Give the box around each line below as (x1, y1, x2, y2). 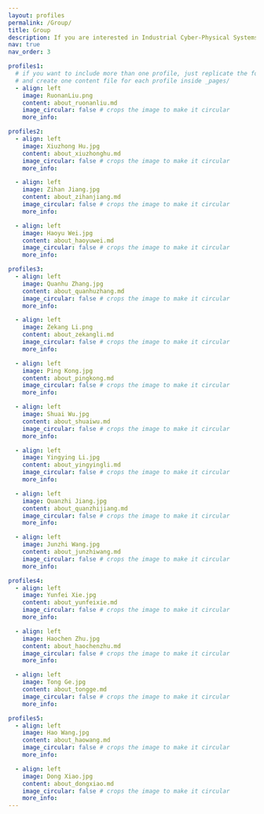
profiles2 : (8, 127, 44, 136)
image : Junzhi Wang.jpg (22, 540, 101, 549)
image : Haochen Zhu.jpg (22, 635, 101, 643)
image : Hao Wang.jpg (22, 729, 90, 737)
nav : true (8, 41, 41, 49)
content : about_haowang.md (22, 736, 111, 744)
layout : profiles (8, 11, 65, 20)
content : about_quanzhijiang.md (22, 504, 128, 512)
